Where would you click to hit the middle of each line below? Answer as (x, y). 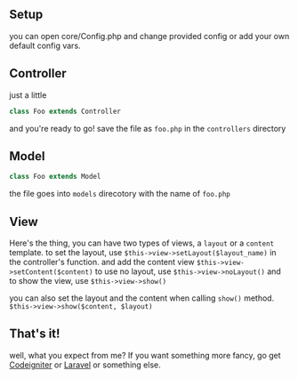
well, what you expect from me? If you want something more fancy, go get (145, 355)
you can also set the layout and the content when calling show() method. (142, 298)
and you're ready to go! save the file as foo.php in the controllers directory (148, 128)
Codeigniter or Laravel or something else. (85, 365)
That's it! (35, 334)
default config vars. (45, 45)
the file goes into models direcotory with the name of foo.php (120, 194)
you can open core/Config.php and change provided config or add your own (149, 36)
